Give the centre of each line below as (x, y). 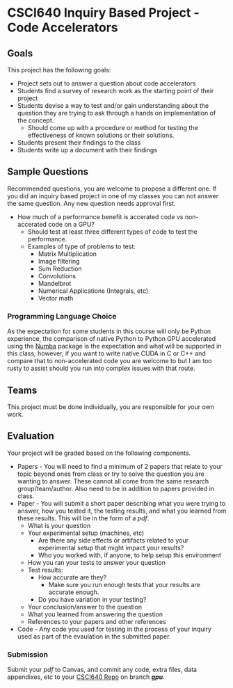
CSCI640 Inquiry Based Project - (103, 13)
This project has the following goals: (59, 70)
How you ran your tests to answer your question (96, 562)
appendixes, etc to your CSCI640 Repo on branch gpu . (86, 677)
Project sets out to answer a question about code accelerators (106, 83)
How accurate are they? (72, 577)
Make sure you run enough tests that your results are (124, 584)
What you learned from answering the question (95, 614)
